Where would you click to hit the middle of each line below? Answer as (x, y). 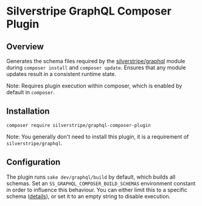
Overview (25, 46)
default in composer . (30, 92)
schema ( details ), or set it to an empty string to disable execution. (89, 196)
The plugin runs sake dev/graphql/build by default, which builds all (91, 177)
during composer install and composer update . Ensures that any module (96, 67)
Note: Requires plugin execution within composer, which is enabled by (94, 86)
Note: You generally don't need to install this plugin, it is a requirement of (98, 136)
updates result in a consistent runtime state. (61, 74)
